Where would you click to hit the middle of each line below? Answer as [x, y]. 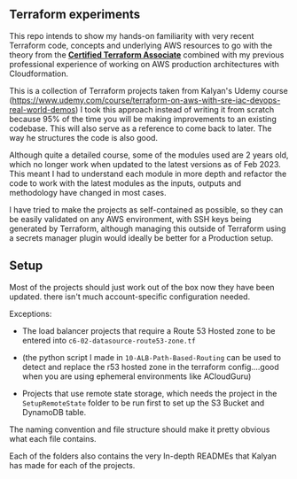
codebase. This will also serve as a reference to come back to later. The [141, 128]
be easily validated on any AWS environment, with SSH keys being [130, 219]
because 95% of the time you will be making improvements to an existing [143, 119]
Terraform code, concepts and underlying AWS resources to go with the [141, 45]
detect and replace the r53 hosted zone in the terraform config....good [150, 367]
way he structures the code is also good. [83, 137]
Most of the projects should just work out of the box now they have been [142, 287]
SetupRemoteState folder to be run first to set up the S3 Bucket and [143, 403]
